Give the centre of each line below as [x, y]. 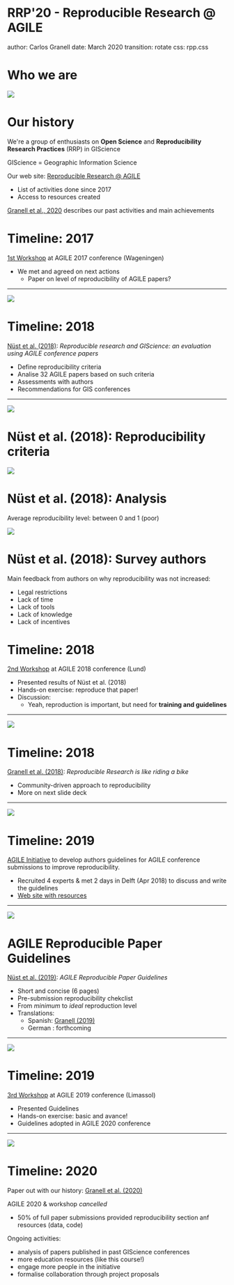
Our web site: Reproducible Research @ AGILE [74, 176]
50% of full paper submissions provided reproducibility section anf [113, 1217]
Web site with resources [52, 896]
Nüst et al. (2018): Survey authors [107, 559]
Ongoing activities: [34, 1238]
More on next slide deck [52, 793]
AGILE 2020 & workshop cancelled [57, 1204]
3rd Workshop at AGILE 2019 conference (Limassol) [81, 1095]
